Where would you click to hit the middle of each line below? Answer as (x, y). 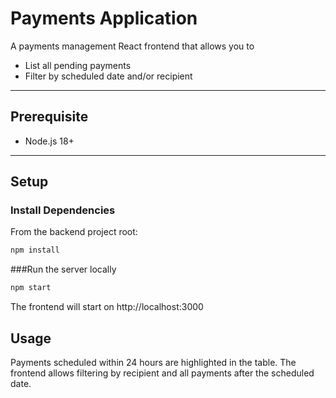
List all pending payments (78, 65)
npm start (31, 288)
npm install (35, 250)
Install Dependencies (63, 210)
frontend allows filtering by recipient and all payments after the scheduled (162, 373)
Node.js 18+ (49, 141)
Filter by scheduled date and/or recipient (108, 76)
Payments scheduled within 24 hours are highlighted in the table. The (153, 362)
